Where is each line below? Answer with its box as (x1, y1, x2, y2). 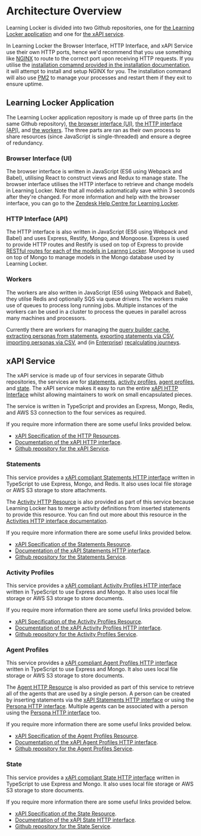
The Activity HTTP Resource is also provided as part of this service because (6, 498, 194, 505)
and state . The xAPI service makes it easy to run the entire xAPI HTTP (6, 385, 178, 392)
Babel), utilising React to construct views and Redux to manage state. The (6, 174, 188, 181)
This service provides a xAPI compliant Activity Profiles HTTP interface (6, 582, 181, 589)
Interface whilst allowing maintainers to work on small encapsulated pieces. (6, 391, 193, 398)
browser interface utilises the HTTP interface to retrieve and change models (6, 181, 194, 188)
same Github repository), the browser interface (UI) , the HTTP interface (6, 120, 182, 127)
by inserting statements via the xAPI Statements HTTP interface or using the (6, 696, 194, 703)
